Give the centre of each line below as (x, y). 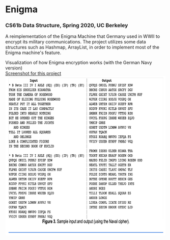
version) (14, 68)
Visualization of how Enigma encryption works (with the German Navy (79, 63)
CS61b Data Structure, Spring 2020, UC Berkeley (67, 26)
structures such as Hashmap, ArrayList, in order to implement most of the (82, 47)
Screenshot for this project (33, 74)
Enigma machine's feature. (33, 53)
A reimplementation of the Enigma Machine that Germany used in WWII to (83, 36)
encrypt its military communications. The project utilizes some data (76, 42)
